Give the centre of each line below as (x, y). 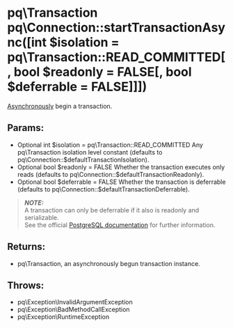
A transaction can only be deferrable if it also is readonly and (112, 210)
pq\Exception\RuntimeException (63, 317)
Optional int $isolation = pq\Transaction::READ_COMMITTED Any (110, 145)
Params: (25, 128)
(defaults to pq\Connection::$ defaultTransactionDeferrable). (103, 189)
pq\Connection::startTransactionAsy (116, 28)
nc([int (27, 42)
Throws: (26, 285)
